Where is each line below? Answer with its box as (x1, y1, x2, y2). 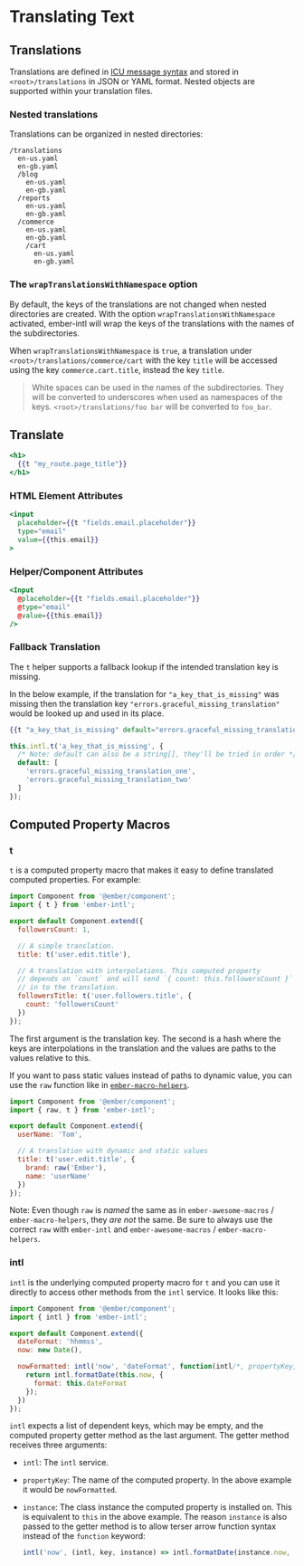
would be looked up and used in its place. (9, 708, 165, 719)
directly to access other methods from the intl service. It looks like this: (9, 1286, 279, 1297)
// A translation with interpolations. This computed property (17, 966, 261, 975)
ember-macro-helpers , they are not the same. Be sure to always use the (9, 1215, 273, 1226)
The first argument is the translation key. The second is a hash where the (9, 1033, 281, 1044)
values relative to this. (9, 1052, 91, 1063)
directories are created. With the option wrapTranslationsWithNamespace (9, 308, 276, 319)
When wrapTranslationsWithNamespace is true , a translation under (9, 345, 252, 356)
